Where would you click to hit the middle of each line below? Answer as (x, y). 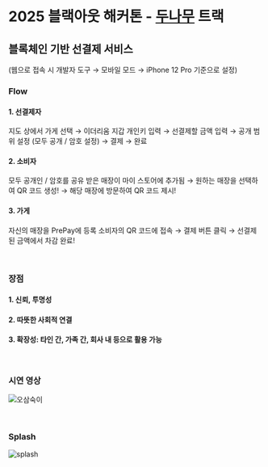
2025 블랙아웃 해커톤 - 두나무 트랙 (116, 17)
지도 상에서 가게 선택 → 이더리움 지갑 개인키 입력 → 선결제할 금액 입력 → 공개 (130, 131)
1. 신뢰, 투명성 (30, 300)
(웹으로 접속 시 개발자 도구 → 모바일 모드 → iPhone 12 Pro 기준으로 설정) (123, 70)
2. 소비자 (23, 161)
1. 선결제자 (25, 111)
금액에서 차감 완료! (46, 240)
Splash (22, 437)
